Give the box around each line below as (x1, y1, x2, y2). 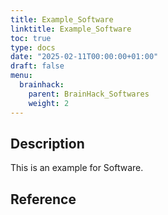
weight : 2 (28, 98, 70, 108)
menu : (10, 71, 33, 81)
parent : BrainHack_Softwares (28, 89, 150, 99)
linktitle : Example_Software (10, 24, 132, 34)
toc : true (10, 33, 52, 43)
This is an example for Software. (10, 162, 144, 174)
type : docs (10, 42, 56, 53)
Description (10, 135, 85, 152)
